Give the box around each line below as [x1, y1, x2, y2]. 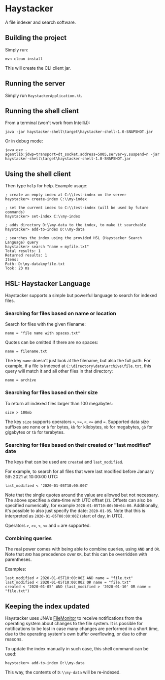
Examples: [5, 566, 26, 572]
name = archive [5, 378, 36, 383]
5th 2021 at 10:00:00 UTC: [5, 473, 59, 479]
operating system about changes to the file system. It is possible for [5, 621, 143, 626]
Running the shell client [5, 107, 79, 115]
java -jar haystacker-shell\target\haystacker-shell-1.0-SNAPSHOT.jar [5, 129, 153, 134]
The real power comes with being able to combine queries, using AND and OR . [5, 546, 161, 552]
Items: [5, 257, 19, 262]
